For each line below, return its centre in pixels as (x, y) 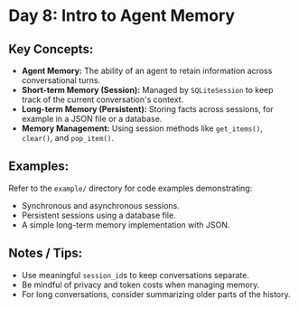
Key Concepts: (51, 49)
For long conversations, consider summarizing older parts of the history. (156, 294)
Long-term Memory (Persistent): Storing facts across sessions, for (148, 109)
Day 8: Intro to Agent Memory (122, 16)
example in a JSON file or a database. (92, 119)
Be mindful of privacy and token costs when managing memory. (140, 285)
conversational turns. (61, 80)
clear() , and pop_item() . (68, 138)
